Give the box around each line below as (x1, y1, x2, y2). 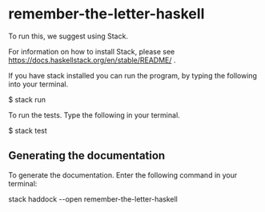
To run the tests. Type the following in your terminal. (8, 110, 180, 120)
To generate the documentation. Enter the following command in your (8, 170, 238, 180)
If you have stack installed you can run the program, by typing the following (8, 70, 258, 80)
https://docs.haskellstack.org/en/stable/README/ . (8, 55, 176, 65)
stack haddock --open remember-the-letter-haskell (8, 194, 179, 204)
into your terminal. (8, 79, 69, 89)
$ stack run (8, 94, 46, 104)
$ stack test (8, 126, 48, 135)
